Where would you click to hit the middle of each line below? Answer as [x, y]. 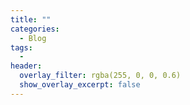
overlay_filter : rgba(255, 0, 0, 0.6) [100, 76]
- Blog [33, 38]
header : [26, 66]
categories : [35, 29]
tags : [21, 47]
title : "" [31, 19]
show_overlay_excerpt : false [80, 85]
